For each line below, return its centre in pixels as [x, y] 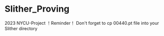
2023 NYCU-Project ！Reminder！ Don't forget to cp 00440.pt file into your [82, 23]
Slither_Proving [37, 9]
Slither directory [21, 28]
